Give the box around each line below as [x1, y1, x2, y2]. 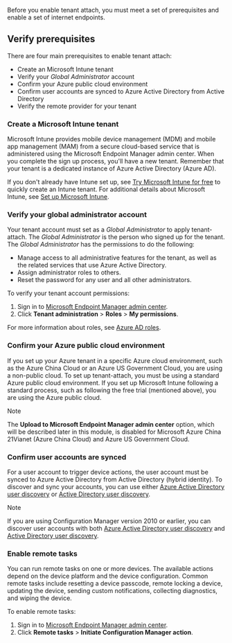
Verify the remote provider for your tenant [17, 102, 137, 110]
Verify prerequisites [7, 33, 96, 45]
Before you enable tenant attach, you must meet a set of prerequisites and [7, 6, 220, 14]
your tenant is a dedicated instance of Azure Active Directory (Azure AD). [7, 164, 217, 173]
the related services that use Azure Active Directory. [17, 261, 167, 270]
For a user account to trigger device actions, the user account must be [7, 468, 209, 476]
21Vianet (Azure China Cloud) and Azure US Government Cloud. [7, 434, 190, 443]
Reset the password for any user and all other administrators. [17, 276, 192, 284]
